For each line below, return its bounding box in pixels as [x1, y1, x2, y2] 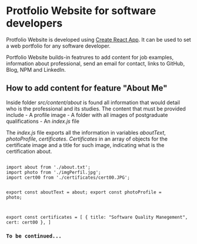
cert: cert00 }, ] [6, 219, 51, 225]
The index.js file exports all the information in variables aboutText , [6, 129, 166, 136]
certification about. [6, 148, 52, 155]
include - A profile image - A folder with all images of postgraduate [6, 111, 168, 118]
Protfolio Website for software [6, 4, 156, 18]
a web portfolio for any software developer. [6, 42, 111, 49]
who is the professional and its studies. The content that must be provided [6, 105, 186, 112]
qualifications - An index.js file [6, 118, 79, 125]
